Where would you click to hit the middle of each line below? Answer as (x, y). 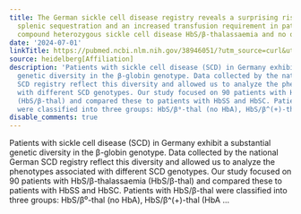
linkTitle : (30, 51)
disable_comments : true (54, 117)
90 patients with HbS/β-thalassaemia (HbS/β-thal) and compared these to (146, 181)
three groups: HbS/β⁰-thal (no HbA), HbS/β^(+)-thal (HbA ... (120, 200)
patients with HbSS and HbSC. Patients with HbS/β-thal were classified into (149, 191)
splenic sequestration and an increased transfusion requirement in (148, 26)
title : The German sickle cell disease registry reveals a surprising (144, 17)
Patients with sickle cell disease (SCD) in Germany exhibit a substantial (140, 143)
